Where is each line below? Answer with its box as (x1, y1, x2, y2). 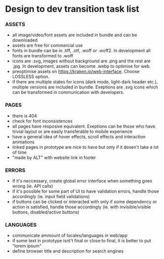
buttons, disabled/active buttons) (12, 209, 80, 215)
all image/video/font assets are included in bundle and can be (12, 32, 137, 38)
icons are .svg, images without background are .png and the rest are (12, 58, 151, 64)
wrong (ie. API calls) (12, 183, 53, 189)
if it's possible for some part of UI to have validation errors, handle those (12, 188, 159, 194)
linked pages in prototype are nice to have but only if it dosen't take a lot (12, 144, 159, 150)
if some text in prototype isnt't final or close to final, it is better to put (12, 238, 151, 244)
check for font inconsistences (12, 118, 73, 124)
